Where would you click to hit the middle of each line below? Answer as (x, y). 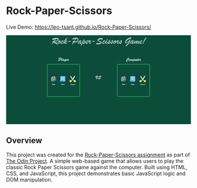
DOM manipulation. (29, 179)
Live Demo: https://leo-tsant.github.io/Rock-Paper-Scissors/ (79, 27)
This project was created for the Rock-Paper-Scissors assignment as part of (98, 155)
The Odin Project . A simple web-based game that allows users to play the (95, 161)
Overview (24, 141)
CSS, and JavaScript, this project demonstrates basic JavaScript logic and (96, 173)
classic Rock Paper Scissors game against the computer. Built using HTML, (97, 167)
